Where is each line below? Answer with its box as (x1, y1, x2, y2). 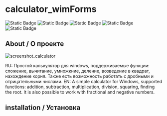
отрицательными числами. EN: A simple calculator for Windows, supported (5, 78, 163, 84)
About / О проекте (5, 40, 64, 48)
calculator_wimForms (5, 3, 97, 15)
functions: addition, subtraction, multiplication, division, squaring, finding (5, 84, 155, 90)
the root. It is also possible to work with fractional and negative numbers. (5, 89, 155, 95)
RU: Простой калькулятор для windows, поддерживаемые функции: (5, 62, 150, 68)
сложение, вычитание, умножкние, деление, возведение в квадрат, (5, 68, 151, 74)
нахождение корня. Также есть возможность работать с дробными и (5, 73, 154, 79)
